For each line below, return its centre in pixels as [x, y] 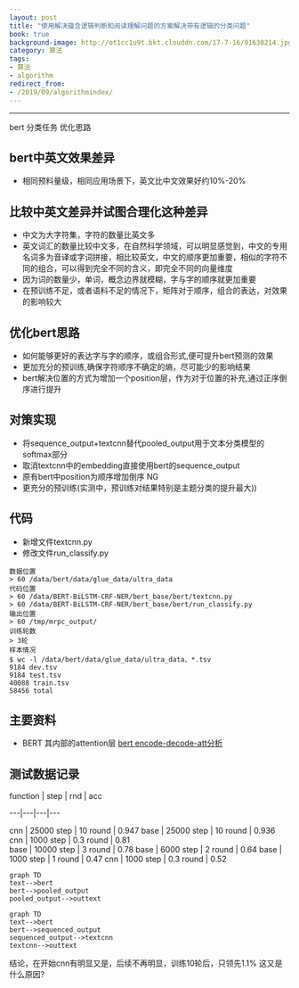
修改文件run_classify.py [65, 553]
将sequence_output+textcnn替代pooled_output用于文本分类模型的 [143, 443]
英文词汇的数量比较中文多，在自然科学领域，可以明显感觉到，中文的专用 [154, 246]
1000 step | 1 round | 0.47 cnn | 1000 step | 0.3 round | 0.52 [118, 859]
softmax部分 [45, 454]
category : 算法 [36, 51]
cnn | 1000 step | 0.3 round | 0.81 [70, 840]
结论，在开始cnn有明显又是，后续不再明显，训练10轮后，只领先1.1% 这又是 [146, 963]
